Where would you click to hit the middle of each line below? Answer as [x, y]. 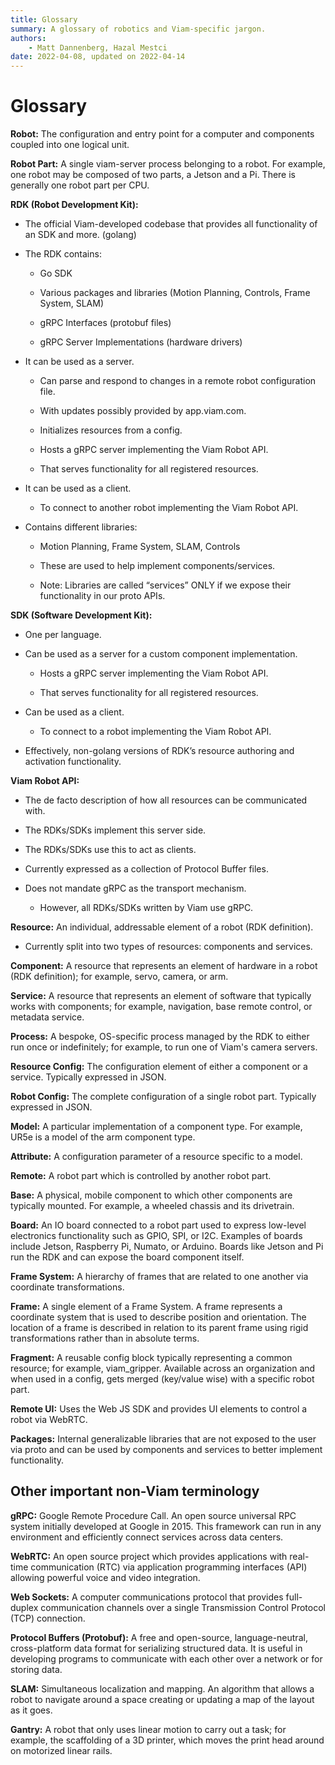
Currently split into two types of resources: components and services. [168, 947]
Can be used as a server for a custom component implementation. [161, 654]
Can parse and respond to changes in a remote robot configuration [178, 381]
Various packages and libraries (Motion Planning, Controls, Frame [175, 293]
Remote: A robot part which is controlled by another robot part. [141, 1176]
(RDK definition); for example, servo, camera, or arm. [119, 977]
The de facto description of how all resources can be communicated [166, 800]
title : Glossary [44, 19]
